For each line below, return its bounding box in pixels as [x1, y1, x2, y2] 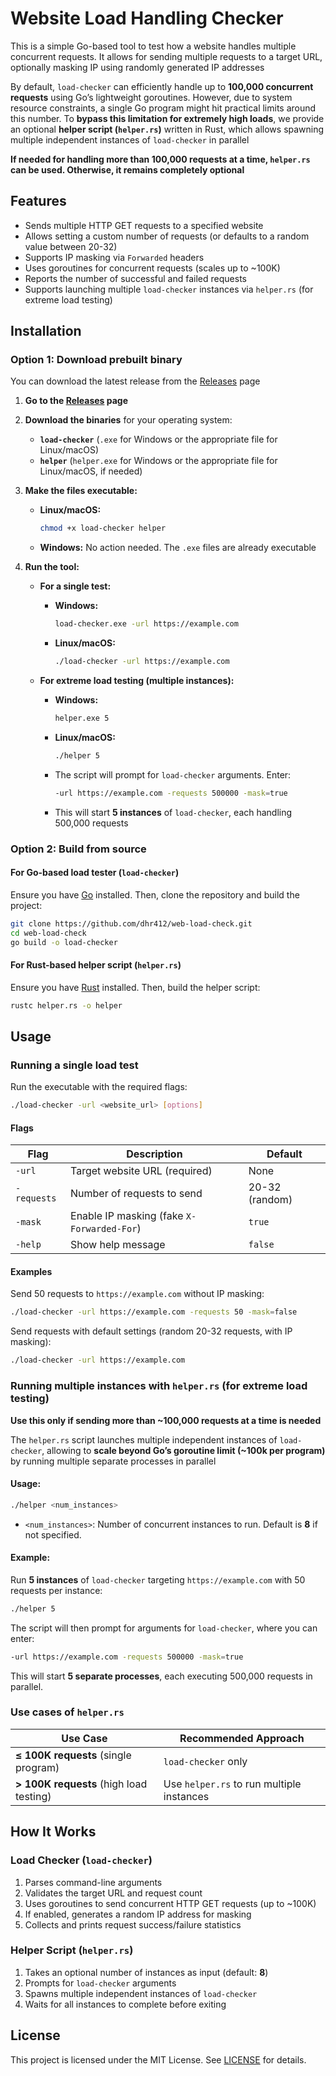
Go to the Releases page [24, 395, 129, 407]
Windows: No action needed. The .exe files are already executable [39, 542, 317, 554]
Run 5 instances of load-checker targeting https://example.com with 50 [10, 1573, 306, 1586]
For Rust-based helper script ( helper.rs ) [10, 959, 182, 971]
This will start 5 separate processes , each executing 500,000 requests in [10, 1670, 313, 1682]
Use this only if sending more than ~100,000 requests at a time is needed [10, 1414, 322, 1426]
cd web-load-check [10, 928, 87, 938]
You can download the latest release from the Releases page [10, 375, 261, 387]
